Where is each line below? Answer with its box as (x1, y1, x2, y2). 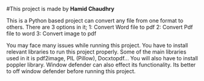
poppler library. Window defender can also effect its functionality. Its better (6, 61, 196, 68)
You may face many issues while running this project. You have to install (6, 42, 188, 49)
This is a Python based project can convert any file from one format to (6, 17, 184, 24)
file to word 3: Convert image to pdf (6, 30, 97, 37)
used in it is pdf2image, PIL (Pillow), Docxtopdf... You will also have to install (6, 55, 198, 62)
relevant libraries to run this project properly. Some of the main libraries (6, 48, 187, 55)
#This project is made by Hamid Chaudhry (6, 5, 115, 12)
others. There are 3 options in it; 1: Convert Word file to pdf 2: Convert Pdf (6, 24, 193, 30)
